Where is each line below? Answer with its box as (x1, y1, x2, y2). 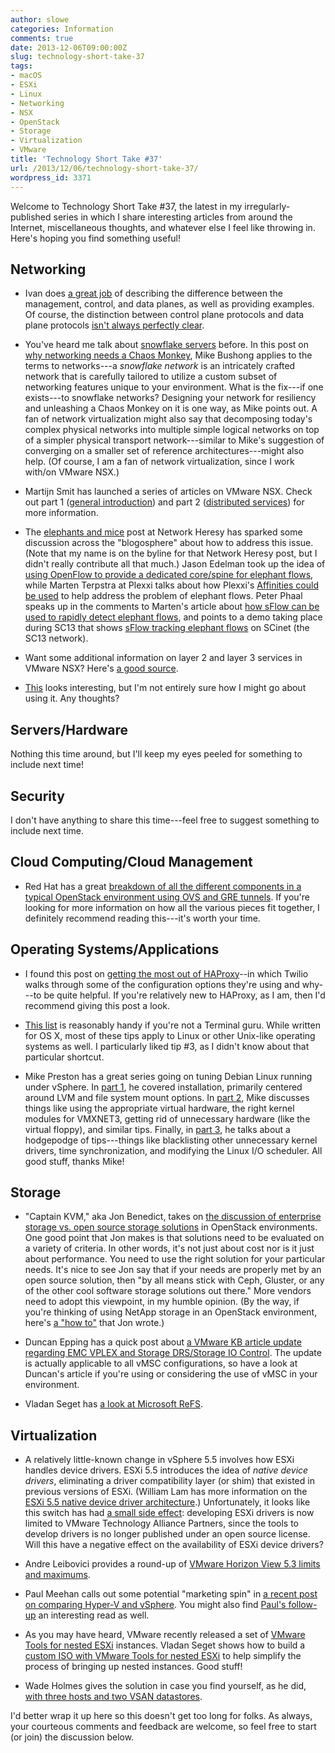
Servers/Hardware (10, 721, 129, 738)
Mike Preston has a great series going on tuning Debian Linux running (24, 1070, 313, 1082)
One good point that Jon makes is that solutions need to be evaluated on (24, 1232, 325, 1244)
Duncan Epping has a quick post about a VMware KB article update (24, 1336, 302, 1348)
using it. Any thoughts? (24, 692, 120, 705)
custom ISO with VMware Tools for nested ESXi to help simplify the (24, 1650, 302, 1662)
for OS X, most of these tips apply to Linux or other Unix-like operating (24, 1029, 316, 1041)
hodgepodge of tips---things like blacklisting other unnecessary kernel (24, 1134, 318, 1146)
